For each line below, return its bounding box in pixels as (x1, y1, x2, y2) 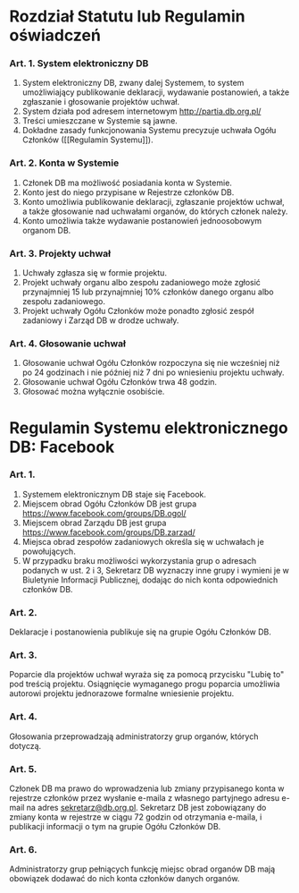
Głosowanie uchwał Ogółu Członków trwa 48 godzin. (21, 377, 217, 387)
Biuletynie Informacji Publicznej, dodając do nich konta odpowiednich (21, 574, 278, 585)
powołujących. (21, 546, 76, 557)
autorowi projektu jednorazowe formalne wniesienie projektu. (9, 688, 235, 699)
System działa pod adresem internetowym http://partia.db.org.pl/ (21, 106, 262, 117)
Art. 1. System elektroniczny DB (9, 57, 149, 70)
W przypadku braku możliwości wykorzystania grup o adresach (21, 555, 257, 566)
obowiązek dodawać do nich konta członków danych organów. (9, 873, 240, 884)
